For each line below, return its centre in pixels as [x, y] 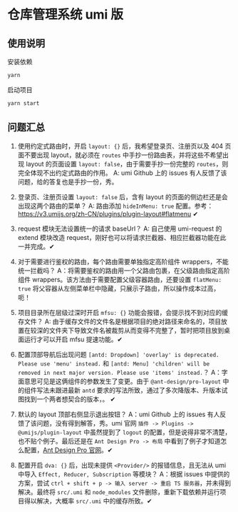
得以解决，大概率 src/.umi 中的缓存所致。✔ [88, 501]
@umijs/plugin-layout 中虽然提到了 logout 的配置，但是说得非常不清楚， [124, 432]
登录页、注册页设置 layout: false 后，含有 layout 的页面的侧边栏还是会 [123, 196]
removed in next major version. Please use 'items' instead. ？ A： [120, 372]
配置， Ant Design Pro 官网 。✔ [68, 450]
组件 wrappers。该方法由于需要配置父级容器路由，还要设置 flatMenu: [120, 279]
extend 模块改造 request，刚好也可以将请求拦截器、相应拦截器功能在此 [122, 237]
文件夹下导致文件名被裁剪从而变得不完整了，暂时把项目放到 [136, 330]
